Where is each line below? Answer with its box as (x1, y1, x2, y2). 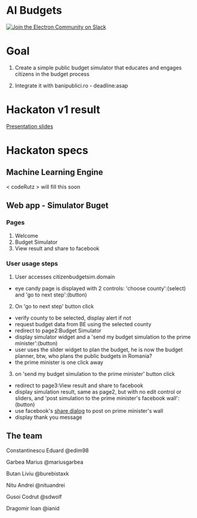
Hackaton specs (6, 144, 88, 157)
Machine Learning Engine (6, 167, 103, 177)
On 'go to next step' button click (14, 302, 94, 309)
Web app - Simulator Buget (6, 201, 109, 211)
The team (6, 431, 43, 441)
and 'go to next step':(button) (14, 291, 88, 298)
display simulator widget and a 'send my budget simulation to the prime (14, 333, 191, 341)
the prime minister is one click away (14, 358, 103, 366)
